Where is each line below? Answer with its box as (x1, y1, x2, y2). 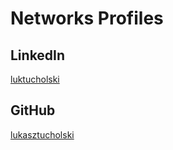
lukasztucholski (10, 128, 75, 141)
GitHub (10, 102, 56, 119)
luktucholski (10, 73, 60, 85)
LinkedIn (10, 47, 66, 64)
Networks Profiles (10, 7, 164, 30)
